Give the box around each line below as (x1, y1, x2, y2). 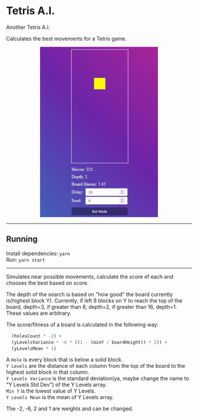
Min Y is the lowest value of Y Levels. (6, 387, 96, 394)
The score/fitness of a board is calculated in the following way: (6, 321, 159, 328)
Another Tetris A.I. (6, 24, 50, 31)
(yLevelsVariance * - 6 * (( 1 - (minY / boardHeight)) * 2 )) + (11, 339, 167, 345)
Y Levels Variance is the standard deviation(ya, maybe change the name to (6, 375, 190, 382)
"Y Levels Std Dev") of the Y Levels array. (6, 381, 107, 389)
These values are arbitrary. (6, 310, 72, 317)
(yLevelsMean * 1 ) (11, 345, 57, 351)
